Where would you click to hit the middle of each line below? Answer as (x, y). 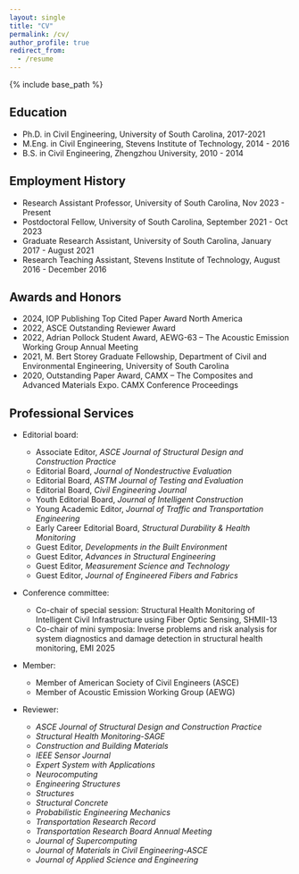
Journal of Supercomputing (86, 841)
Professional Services (72, 413)
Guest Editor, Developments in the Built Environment (131, 547)
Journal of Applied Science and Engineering (117, 860)
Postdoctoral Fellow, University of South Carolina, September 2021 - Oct (155, 222)
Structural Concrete (72, 803)
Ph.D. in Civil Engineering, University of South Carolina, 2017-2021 (144, 134)
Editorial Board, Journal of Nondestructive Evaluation (133, 471)
